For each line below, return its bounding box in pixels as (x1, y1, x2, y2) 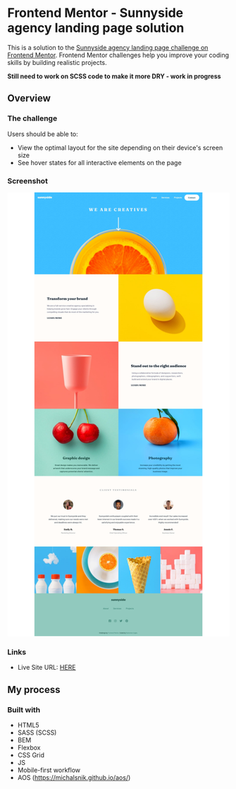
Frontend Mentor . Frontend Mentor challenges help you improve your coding (7, 51, 230, 59)
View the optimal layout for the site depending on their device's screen (17, 143, 223, 152)
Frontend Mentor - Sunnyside (7, 5, 184, 21)
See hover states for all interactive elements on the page (17, 158, 182, 167)
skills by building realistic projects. (7, 58, 107, 66)
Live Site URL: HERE (17, 663, 76, 672)
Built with (7, 704, 41, 714)
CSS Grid (17, 750, 44, 759)
